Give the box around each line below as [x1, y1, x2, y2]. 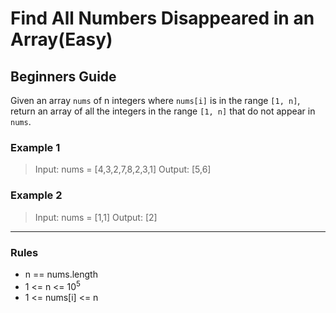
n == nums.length [24, 268, 98, 280]
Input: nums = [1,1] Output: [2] [34, 211, 158, 223]
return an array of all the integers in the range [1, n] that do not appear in [10, 105, 316, 117]
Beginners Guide [10, 68, 117, 85]
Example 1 [10, 140, 61, 154]
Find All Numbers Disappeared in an [10, 7, 315, 30]
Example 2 [10, 188, 63, 202]
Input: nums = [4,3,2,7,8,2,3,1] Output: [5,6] [34, 163, 212, 176]
